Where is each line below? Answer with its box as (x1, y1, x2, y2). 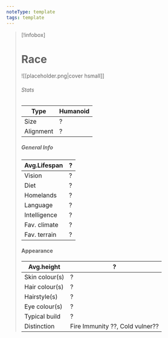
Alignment (24, 127, 53, 135)
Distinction (24, 322, 55, 330)
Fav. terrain (24, 230, 57, 239)
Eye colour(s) (24, 302, 63, 311)
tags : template (6, 15, 45, 21)
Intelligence (24, 210, 57, 219)
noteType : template (6, 8, 56, 15)
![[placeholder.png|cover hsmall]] (21, 72, 105, 79)
